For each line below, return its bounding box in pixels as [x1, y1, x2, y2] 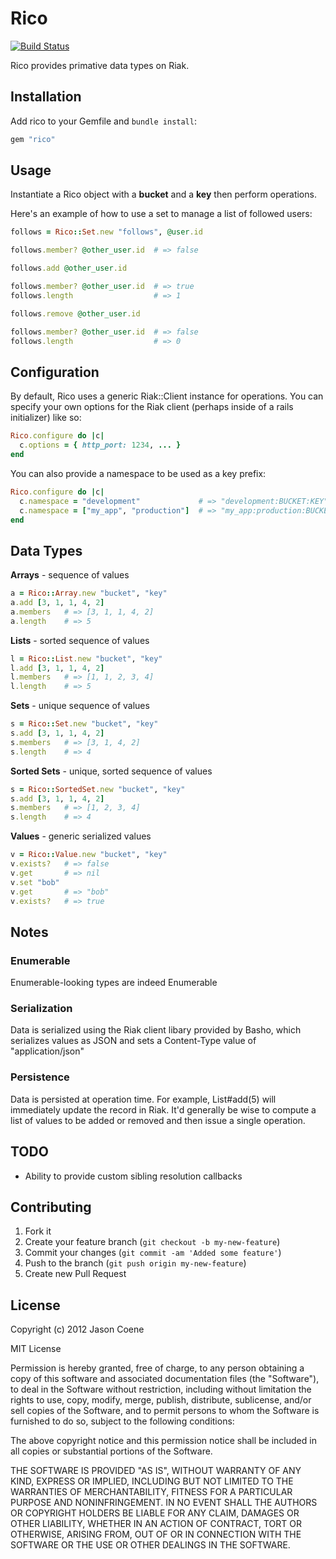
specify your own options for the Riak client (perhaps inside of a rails [10, 401, 294, 413]
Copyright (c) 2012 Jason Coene [10, 1323, 145, 1336]
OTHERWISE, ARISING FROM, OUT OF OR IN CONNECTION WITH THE [10, 1528, 302, 1541]
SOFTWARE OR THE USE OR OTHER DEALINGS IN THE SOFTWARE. [10, 1539, 291, 1551]
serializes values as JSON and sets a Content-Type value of [10, 1035, 257, 1047]
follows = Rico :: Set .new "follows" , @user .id [10, 227, 203, 237]
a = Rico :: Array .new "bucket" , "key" [10, 588, 168, 599]
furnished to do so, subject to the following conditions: [10, 1415, 235, 1427]
